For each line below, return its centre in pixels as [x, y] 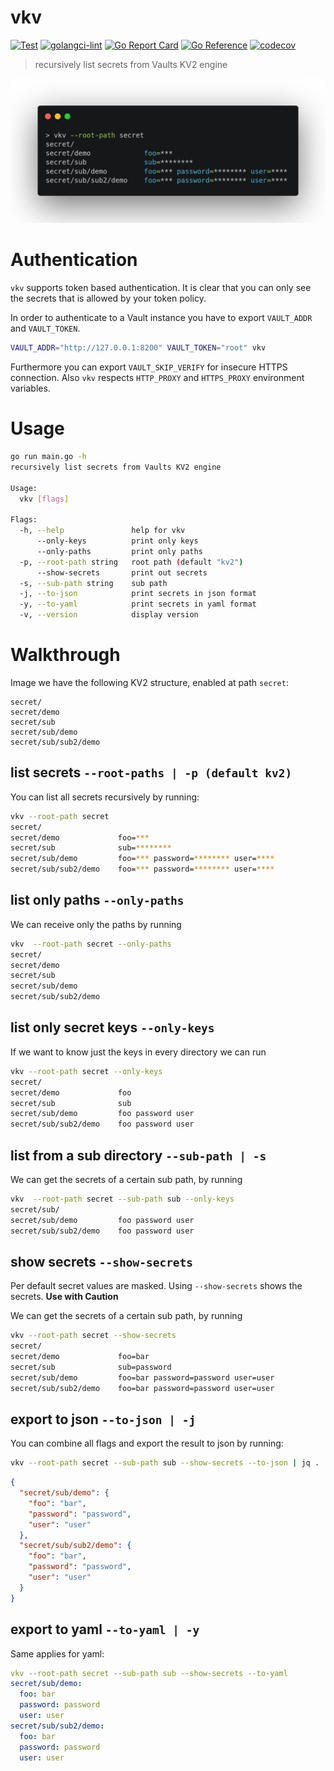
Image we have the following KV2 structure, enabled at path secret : [149, 682]
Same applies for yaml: [57, 1653]
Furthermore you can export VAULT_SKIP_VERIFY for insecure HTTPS [149, 367]
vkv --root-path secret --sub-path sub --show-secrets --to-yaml [149, 1673]
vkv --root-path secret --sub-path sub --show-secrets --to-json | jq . [165, 1463]
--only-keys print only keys [117, 541]
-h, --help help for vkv [102, 531]
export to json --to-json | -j [103, 1419]
